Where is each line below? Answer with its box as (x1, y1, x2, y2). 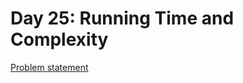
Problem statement (10, 61, 89, 73)
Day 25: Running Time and (10, 7, 235, 30)
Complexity (10, 28, 109, 51)
